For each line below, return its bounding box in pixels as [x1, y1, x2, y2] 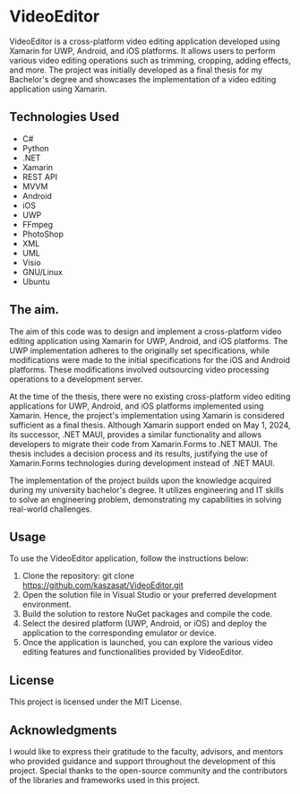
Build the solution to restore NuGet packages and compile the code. [21, 608, 273, 619]
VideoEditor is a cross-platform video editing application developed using [9, 36, 280, 47]
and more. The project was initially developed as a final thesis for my [9, 65, 262, 75]
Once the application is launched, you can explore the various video [21, 637, 273, 648]
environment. [21, 599, 72, 610]
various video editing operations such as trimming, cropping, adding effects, [9, 55, 291, 65]
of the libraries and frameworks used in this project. [9, 775, 201, 785]
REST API [21, 171, 58, 182]
